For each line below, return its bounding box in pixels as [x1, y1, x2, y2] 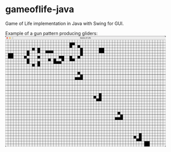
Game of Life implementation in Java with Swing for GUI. [5, 20, 124, 26]
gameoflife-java [5, 4, 75, 15]
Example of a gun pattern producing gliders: [5, 30, 98, 36]
